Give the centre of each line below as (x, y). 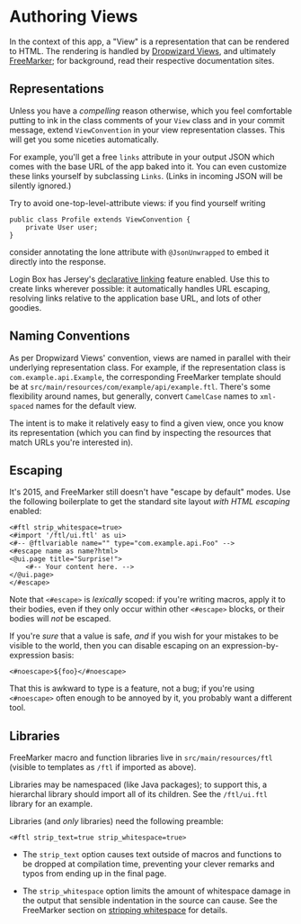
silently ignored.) (40, 186)
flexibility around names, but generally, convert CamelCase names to (134, 396)
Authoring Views (74, 17)
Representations (57, 89)
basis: (63, 656)
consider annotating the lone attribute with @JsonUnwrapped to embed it (139, 252)
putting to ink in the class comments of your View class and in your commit (147, 120)
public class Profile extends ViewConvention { (100, 219)
